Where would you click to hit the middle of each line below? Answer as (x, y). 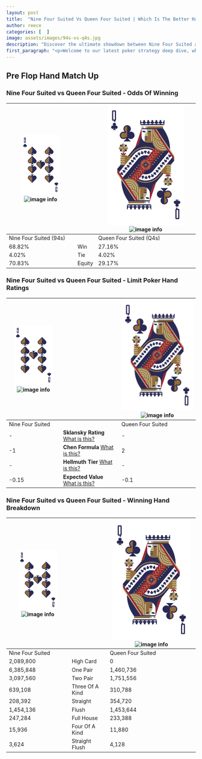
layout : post (23, 13)
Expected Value (83, 477)
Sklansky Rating (84, 432)
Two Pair (83, 678)
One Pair (82, 670)
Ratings (18, 288)
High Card (84, 661)
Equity (85, 263)
